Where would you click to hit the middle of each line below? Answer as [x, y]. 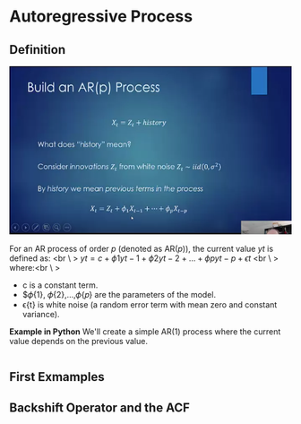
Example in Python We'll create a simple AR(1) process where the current [145, 332]
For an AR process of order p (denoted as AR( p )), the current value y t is [142, 249]
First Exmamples [57, 377]
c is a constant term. [60, 285]
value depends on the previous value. [78, 341]
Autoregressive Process [101, 17]
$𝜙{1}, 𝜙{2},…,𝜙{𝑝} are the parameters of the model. [119, 294]
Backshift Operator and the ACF [100, 407]
